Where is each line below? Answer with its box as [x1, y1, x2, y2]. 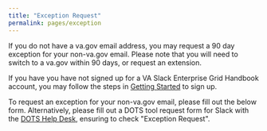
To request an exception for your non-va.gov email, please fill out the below [8, 97, 257, 106]
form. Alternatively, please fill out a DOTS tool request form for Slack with [8, 105, 249, 115]
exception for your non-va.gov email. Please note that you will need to [8, 49, 239, 59]
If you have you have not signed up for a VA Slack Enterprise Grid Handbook [8, 73, 259, 83]
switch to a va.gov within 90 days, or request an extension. [8, 57, 202, 67]
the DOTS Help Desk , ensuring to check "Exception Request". [8, 114, 210, 123]
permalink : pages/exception [8, 19, 102, 27]
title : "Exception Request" [8, 11, 102, 20]
